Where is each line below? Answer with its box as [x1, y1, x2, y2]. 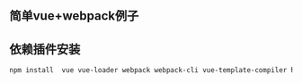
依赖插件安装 [9, 41, 81, 56]
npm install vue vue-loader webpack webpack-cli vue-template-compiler [9, 66, 288, 75]
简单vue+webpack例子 [9, 8, 139, 24]
